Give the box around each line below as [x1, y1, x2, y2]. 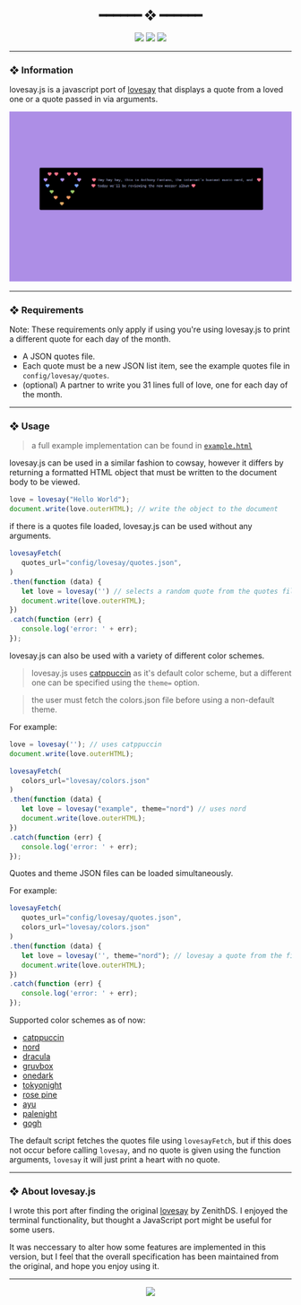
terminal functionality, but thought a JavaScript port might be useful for [9, 1215, 272, 1226]
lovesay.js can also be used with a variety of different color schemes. [9, 650, 265, 661]
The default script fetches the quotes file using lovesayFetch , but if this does [9, 1135, 292, 1146]
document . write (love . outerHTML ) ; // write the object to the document [9, 505, 279, 514]
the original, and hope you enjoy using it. [9, 1261, 159, 1272]
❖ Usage [9, 420, 50, 432]
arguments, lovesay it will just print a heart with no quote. [9, 1154, 220, 1165]
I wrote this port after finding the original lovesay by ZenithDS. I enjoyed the [9, 1205, 288, 1216]
